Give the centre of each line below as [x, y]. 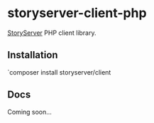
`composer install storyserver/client [59, 72]
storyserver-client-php [77, 13]
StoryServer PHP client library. [52, 33]
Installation [33, 55]
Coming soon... [29, 112]
